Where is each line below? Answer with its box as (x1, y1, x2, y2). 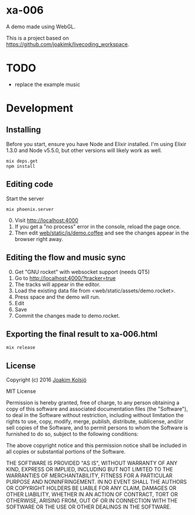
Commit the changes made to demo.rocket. (14, 312, 120, 319)
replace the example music (14, 81, 81, 88)
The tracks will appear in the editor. (14, 280, 101, 288)
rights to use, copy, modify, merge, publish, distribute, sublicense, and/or (6, 418, 184, 425)
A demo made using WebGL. (6, 23, 75, 30)
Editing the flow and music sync (6, 253, 126, 263)
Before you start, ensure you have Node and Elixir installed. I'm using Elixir (6, 140, 187, 147)
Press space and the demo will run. (14, 293, 101, 301)
